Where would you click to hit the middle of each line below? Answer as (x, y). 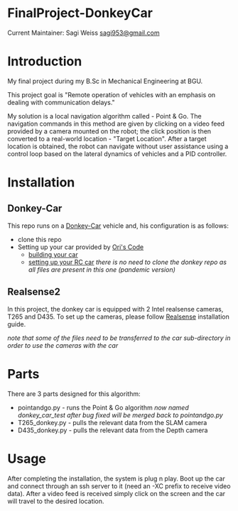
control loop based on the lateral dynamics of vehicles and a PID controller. (117, 153)
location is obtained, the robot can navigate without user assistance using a (118, 146)
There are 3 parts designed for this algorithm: (74, 394)
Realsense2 (34, 292)
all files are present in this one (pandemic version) (102, 269)
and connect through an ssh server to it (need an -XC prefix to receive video (119, 486)
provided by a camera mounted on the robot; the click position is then (109, 131)
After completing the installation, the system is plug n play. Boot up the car (116, 478)
